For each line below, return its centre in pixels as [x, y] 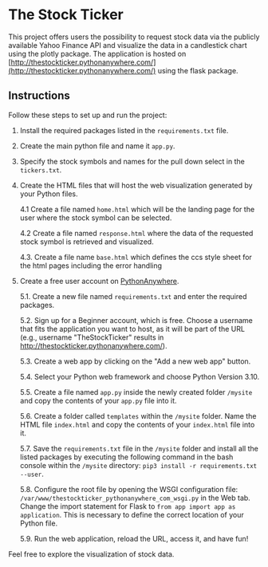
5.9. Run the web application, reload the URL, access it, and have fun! [134, 538]
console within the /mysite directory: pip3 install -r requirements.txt [138, 465]
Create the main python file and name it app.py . [97, 146]
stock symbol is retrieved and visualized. [87, 242]
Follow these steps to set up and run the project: [88, 115]
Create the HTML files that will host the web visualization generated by [136, 185]
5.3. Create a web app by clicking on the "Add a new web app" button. [135, 361]
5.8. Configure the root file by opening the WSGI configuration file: [129, 489]
